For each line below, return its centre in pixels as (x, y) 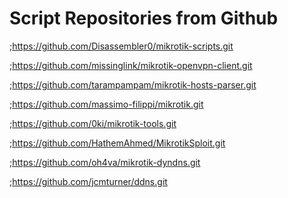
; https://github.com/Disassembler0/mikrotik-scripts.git (121, 46)
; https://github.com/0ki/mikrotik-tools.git (93, 123)
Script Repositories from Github (144, 18)
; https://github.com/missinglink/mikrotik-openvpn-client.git (131, 65)
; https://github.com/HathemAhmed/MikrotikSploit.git (117, 143)
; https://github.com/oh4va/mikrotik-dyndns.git (105, 162)
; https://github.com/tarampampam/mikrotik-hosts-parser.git (133, 84)
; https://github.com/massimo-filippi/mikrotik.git (106, 104)
